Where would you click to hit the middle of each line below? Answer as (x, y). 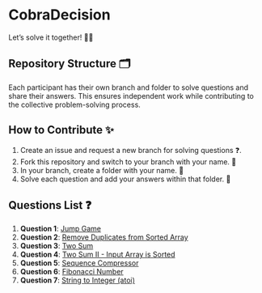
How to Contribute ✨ (61, 130)
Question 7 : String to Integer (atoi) (78, 280)
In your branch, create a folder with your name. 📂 (102, 170)
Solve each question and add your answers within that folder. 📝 (125, 179)
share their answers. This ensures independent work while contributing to (131, 96)
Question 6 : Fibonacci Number (72, 272)
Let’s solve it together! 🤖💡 (51, 37)
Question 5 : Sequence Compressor (79, 263)
